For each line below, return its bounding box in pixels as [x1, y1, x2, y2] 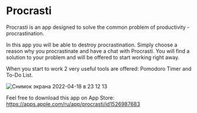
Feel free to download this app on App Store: [6, 94, 115, 101]
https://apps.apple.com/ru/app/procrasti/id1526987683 [6, 100, 141, 107]
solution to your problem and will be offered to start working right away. [6, 54, 180, 61]
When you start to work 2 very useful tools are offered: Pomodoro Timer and [6, 65, 192, 72]
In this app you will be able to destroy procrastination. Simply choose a [6, 41, 178, 48]
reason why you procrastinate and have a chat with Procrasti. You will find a [6, 47, 190, 54]
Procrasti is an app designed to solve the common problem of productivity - [6, 24, 190, 31]
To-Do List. [6, 71, 34, 78]
